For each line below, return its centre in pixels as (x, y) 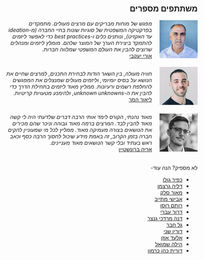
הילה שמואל (169, 244)
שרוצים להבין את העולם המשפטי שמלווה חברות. (97, 49)
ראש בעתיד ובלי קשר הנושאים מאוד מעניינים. (101, 143)
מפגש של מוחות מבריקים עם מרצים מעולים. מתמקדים (90, 24)
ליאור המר (140, 99)
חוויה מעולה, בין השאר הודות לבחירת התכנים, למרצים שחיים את (79, 74)
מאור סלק (171, 192)
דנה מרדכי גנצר (165, 218)
